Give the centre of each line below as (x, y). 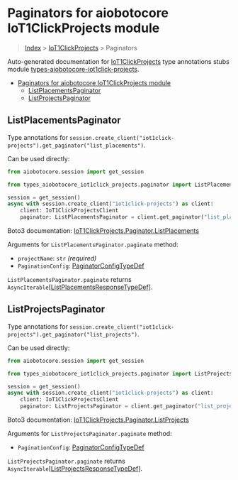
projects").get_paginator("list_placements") (75, 146)
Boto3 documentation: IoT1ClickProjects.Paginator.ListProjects (98, 420)
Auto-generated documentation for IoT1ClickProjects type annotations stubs (119, 61)
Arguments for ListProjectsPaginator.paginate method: (90, 434)
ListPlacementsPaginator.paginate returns (70, 279)
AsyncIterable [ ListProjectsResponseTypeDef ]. (75, 469)
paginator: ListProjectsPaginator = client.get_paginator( (109, 406)
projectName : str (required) (57, 258)
